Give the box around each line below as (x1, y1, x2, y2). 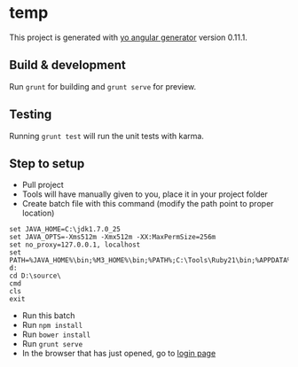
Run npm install (21, 320, 83, 331)
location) (21, 207, 55, 219)
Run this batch (21, 310, 75, 321)
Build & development (9, 58, 126, 73)
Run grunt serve (21, 339, 83, 349)
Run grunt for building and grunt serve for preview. (9, 81, 197, 91)
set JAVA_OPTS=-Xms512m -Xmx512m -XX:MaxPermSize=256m (9, 233, 216, 242)
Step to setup (9, 156, 85, 171)
